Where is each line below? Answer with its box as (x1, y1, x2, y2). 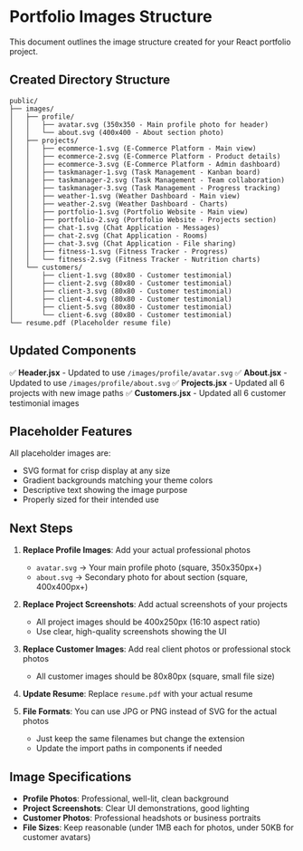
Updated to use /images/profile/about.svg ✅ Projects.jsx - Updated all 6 (9, 377, 285, 388)
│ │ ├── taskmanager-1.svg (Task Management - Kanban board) (9, 168, 260, 177)
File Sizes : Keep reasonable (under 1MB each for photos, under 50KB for (22, 822, 294, 833)
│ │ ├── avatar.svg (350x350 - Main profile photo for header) (9, 120, 270, 129)
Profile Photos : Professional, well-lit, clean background (22, 793, 229, 804)
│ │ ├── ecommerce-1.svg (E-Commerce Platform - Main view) (9, 143, 257, 153)
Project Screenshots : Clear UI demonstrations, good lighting (22, 803, 250, 813)
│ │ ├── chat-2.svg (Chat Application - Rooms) (9, 231, 208, 240)
